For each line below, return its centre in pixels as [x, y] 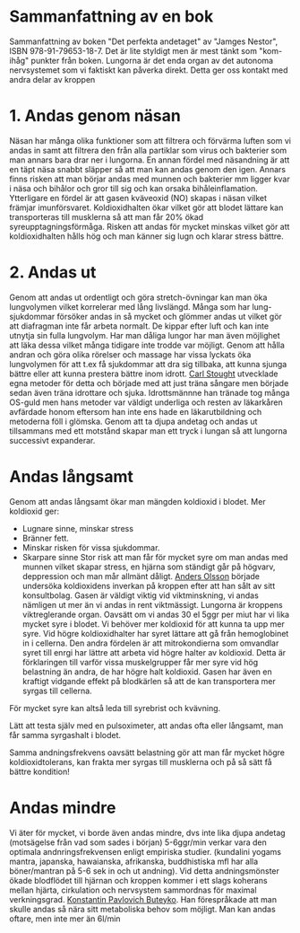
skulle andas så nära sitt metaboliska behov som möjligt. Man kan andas [142, 909]
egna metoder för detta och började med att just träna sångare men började [149, 383]
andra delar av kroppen [52, 79]
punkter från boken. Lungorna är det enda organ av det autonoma [152, 60]
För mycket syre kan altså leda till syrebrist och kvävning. [115, 708]
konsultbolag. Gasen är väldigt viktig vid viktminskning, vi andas [141, 595]
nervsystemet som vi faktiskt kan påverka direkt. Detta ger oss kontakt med [149, 70]
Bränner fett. [46, 538]
